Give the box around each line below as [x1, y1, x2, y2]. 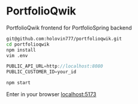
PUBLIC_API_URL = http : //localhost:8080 [6, 63, 103, 70]
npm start [6, 80, 31, 86]
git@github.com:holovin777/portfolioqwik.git [6, 35, 122, 41]
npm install [6, 47, 36, 53]
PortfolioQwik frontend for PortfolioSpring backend [6, 24, 132, 31]
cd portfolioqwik [6, 41, 50, 47]
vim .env [6, 52, 28, 58]
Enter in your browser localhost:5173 [6, 91, 97, 98]
